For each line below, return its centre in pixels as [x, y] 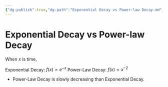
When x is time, [21, 59]
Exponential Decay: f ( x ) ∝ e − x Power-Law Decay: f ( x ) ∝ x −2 [67, 69]
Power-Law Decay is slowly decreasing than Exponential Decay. [78, 79]
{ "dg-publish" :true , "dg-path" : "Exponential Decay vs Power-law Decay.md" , [85, 10]
